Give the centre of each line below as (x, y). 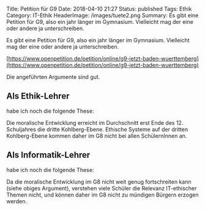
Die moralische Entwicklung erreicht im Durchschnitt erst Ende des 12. (95, 122)
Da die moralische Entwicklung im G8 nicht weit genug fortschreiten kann (99, 182)
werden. (17, 201)
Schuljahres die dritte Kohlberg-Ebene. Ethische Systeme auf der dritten (97, 129)
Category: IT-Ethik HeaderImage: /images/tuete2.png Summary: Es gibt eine (102, 15)
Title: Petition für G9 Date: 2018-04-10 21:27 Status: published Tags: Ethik (99, 9)
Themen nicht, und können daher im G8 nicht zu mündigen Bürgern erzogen (102, 195)
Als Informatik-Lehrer (48, 155)
